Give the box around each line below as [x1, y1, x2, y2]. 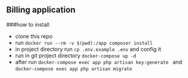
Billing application [6, 5, 76, 15]
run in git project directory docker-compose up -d [15, 51, 136, 59]
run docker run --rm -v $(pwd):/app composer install [15, 39, 153, 46]
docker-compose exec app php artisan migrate [15, 66, 132, 72]
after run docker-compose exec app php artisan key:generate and [15, 58, 183, 65]
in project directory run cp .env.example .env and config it [15, 45, 162, 53]
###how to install [6, 21, 50, 28]
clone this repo [15, 33, 53, 40]
